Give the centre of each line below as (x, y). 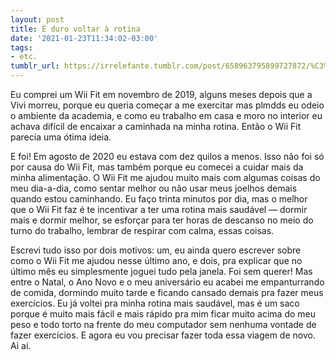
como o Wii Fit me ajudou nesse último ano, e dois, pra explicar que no (156, 260)
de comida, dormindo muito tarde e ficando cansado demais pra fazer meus (167, 292)
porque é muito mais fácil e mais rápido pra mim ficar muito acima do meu (163, 314)
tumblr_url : (35, 66)
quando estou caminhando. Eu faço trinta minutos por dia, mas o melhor (159, 199)
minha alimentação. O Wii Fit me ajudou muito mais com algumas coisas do (165, 177)
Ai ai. (21, 345)
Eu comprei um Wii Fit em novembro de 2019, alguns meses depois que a (161, 94)
